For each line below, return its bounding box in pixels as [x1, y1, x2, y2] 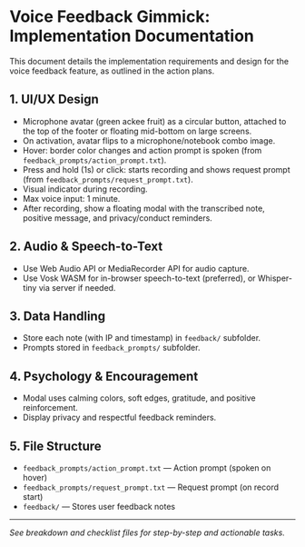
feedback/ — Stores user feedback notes [22, 502, 176, 512]
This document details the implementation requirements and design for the [9, 55, 289, 66]
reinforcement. [22, 403, 79, 413]
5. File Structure [9, 438, 102, 453]
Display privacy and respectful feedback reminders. [22, 412, 217, 423]
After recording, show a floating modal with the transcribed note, [22, 203, 265, 214]
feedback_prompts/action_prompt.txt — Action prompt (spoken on [22, 462, 271, 473]
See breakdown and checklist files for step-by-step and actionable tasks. [9, 527, 286, 538]
